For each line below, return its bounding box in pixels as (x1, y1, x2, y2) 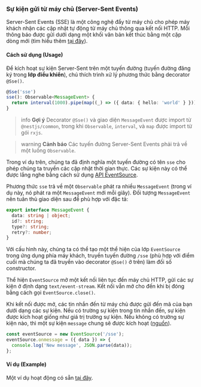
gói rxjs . (20, 129, 43, 136)
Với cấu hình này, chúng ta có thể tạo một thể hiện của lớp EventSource (6, 246, 181, 253)
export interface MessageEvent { (6, 207, 90, 213)
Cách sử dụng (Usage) (6, 51, 63, 58)
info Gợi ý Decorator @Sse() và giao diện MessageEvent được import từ (20, 116, 191, 123)
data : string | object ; (11, 212, 71, 218)
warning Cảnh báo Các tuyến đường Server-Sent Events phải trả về (20, 141, 187, 148)
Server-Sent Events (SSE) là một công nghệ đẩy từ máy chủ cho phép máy (6, 19, 190, 26)
